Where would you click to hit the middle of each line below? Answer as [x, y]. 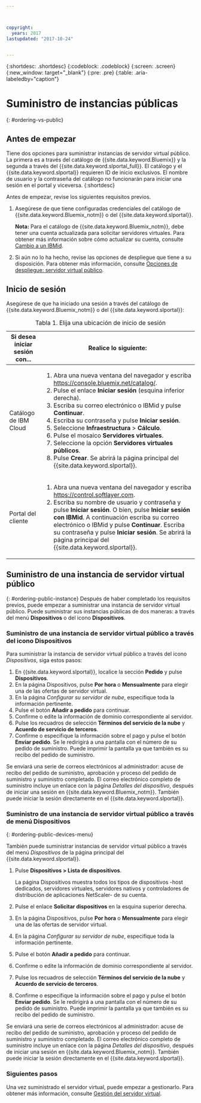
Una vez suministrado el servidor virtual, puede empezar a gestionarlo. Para [100, 1087]
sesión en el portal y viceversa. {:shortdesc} [61, 185]
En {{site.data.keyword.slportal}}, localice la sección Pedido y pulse [98, 672]
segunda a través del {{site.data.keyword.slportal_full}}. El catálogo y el [94, 166]
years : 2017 [27, 33]
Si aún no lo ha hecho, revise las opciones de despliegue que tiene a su [103, 257]
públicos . [67, 450]
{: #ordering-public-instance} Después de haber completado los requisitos [98, 598]
